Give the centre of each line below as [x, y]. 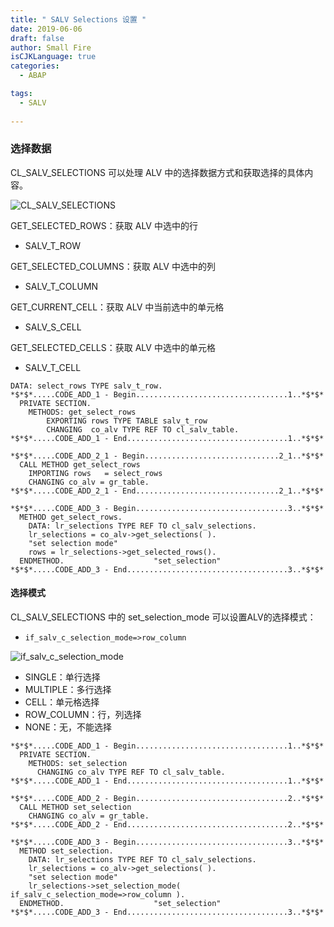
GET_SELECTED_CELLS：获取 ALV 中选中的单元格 [113, 347]
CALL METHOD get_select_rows [80, 464]
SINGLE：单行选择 [62, 677]
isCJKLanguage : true [53, 57]
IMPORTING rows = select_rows [95, 473]
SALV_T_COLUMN [61, 286]
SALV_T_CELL [53, 367]
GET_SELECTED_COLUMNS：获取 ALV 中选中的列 [113, 266]
